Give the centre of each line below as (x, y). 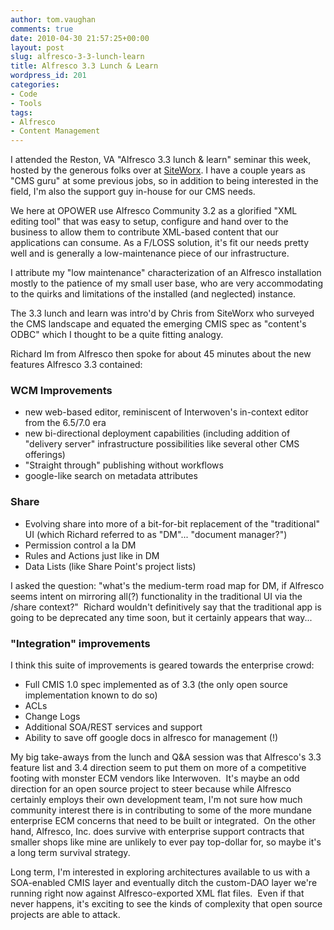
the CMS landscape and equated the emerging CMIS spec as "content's (158, 324)
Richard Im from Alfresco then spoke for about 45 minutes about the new (161, 354)
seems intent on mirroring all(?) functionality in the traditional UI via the (156, 596)
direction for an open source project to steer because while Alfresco (151, 789)
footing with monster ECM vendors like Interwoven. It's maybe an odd (155, 778)
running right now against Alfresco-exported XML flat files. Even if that (157, 893)
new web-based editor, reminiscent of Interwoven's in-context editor (166, 412)
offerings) (45, 455)
